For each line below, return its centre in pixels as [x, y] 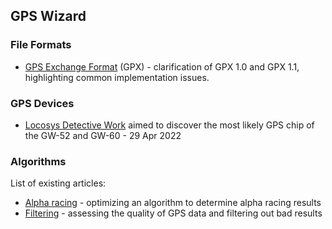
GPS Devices [42, 103]
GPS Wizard [48, 16]
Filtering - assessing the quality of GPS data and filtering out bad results [173, 213]
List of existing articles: [58, 183]
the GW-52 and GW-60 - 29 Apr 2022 [103, 135]
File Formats [41, 45]
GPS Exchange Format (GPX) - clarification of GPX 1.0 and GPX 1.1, [162, 66]
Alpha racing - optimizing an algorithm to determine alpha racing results [173, 203]
